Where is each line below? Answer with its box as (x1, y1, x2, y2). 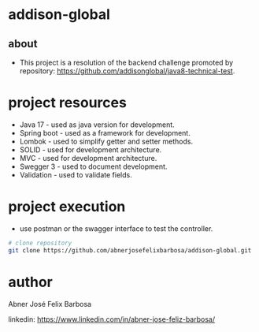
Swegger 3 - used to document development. (19, 162, 168, 171)
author (8, 273, 54, 291)
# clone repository (8, 239, 72, 247)
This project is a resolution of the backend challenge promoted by (19, 58, 234, 67)
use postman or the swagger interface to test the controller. (19, 223, 213, 233)
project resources (8, 94, 128, 112)
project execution (8, 198, 126, 216)
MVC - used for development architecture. (19, 153, 157, 162)
